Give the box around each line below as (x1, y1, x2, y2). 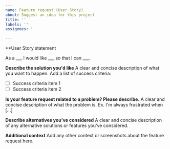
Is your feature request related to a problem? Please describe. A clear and (5, 96, 165, 102)
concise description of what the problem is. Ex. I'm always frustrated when (5, 102, 163, 108)
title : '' (5, 17, 27, 22)
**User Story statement (5, 45, 56, 51)
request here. (5, 138, 34, 144)
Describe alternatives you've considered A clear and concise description (5, 117, 162, 123)
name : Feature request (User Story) (5, 7, 83, 13)
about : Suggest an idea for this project (5, 12, 95, 17)
